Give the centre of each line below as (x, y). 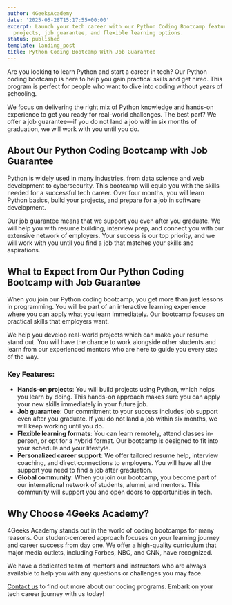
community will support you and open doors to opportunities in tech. (115, 492)
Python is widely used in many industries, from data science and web (106, 178)
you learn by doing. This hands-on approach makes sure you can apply (119, 397)
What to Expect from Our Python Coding (96, 272)
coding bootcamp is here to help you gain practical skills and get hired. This (115, 79)
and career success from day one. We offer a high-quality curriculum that (112, 545)
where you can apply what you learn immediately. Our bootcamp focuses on (116, 314)
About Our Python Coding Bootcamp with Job (108, 151)
